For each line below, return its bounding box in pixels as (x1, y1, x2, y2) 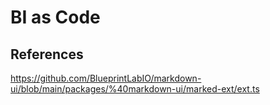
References (10, 46, 84, 63)
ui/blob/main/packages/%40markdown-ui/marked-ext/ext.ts (10, 83, 260, 95)
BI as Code (10, 6, 101, 29)
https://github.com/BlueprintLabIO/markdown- (10, 72, 202, 84)
